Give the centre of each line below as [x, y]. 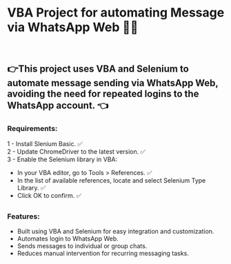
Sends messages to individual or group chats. [82, 246]
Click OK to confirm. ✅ [49, 195]
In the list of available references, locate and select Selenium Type [111, 180]
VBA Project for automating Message [116, 13]
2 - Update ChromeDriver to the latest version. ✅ [77, 151]
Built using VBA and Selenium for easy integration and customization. [115, 232]
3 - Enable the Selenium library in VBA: [62, 159]
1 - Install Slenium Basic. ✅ [45, 143]
